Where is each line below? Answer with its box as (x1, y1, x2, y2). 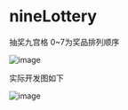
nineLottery (9, 6, 98, 27)
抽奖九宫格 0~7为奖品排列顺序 (9, 36, 120, 47)
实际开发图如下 (9, 73, 64, 83)
